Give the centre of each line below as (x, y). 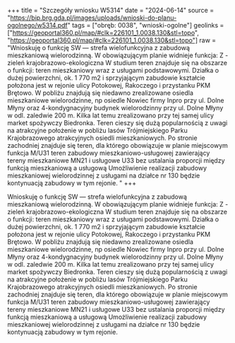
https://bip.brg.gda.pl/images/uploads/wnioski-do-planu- (94, 18)
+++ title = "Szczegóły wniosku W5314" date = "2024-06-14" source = (110, 10)
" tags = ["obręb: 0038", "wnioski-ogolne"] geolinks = (146, 25)
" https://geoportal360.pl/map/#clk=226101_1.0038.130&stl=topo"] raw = (112, 40)
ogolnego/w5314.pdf (38, 25)
